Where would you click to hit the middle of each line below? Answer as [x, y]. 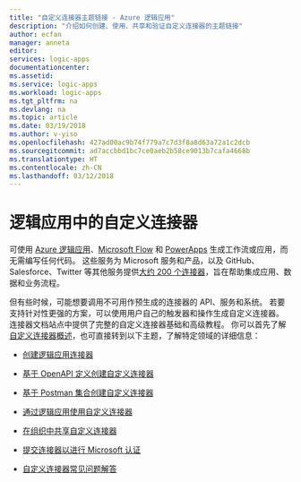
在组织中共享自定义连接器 [69, 431]
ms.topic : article [43, 117]
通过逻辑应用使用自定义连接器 [77, 412]
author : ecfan [36, 34]
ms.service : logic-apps [54, 84]
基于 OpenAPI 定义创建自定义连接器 [88, 374]
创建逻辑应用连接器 [58, 355]
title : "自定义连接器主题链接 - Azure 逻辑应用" [92, 17]
